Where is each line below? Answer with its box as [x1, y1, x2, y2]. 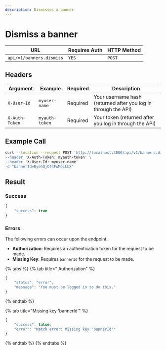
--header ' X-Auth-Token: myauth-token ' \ [5, 155, 92, 160]
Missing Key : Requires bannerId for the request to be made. [12, 256, 134, 262]
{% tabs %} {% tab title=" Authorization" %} [5, 266, 95, 272]
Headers [5, 70, 32, 79]
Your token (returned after [93, 114, 154, 121]
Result [5, 178, 26, 186]
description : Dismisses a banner [5, 7, 74, 12]
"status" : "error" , [14, 280, 54, 285]
